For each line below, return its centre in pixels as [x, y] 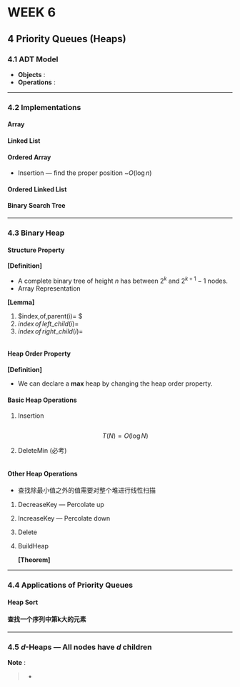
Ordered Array [29, 157]
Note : [17, 663]
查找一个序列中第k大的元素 [47, 619]
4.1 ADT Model [33, 59]
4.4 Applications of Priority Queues [70, 585]
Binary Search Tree [36, 206]
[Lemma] [21, 302]
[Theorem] [34, 560]
